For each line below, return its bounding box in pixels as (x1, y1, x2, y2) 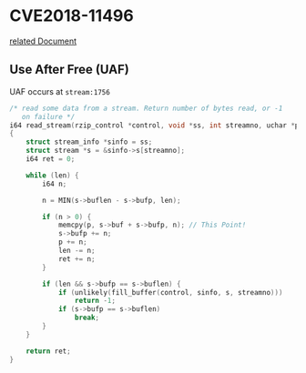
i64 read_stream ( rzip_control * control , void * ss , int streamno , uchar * (9, 120, 296, 130)
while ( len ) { (25, 170, 79, 180)
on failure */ (21, 112, 76, 121)
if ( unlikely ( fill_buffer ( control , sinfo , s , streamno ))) (57, 287, 283, 297)
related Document (9, 35, 77, 46)
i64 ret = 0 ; (25, 155, 76, 164)
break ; (74, 313, 100, 323)
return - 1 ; (74, 297, 117, 306)
